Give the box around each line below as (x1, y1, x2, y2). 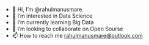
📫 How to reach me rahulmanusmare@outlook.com (12, 32, 144, 39)
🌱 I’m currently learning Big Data (12, 19, 94, 26)
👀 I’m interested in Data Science (12, 12, 93, 19)
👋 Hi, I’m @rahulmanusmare (12, 6, 82, 13)
